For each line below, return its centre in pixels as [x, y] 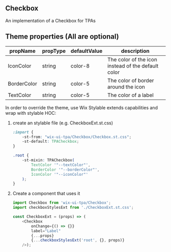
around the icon [126, 87]
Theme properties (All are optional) [62, 37]
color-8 [80, 66]
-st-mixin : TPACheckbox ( [48, 160]
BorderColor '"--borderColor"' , [65, 170]
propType [54, 51]
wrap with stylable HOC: [31, 113]
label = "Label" [46, 231]
